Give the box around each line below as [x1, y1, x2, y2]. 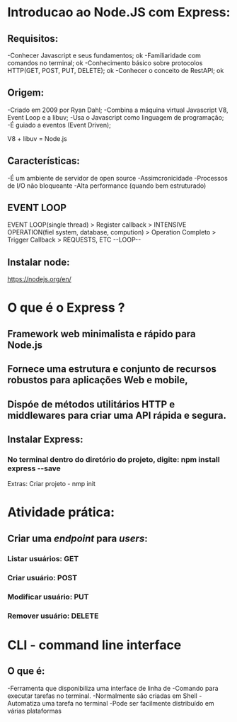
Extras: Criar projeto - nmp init [7, 480, 96, 488]
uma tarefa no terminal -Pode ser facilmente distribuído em [42, 699, 214, 707]
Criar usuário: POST [7, 572, 78, 582]
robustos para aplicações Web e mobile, [7, 374, 189, 386]
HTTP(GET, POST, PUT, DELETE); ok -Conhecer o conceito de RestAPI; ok [7, 67, 224, 74]
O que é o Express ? [7, 300, 125, 316]
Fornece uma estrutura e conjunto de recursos [7, 363, 217, 376]
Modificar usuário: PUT [7, 592, 89, 602]
